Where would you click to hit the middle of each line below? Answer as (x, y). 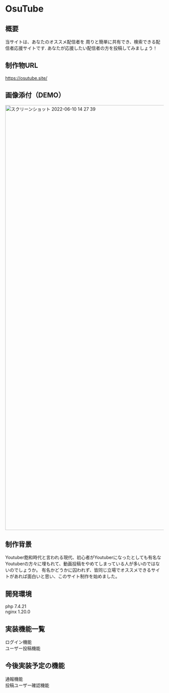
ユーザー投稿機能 (23, 649)
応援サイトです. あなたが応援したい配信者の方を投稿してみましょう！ (86, 48)
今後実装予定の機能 (35, 666)
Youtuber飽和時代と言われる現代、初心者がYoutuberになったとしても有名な (83, 558)
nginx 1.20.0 (18, 612)
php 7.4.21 (16, 607)
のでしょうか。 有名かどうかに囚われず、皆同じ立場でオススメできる (80, 570)
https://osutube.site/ (26, 78)
